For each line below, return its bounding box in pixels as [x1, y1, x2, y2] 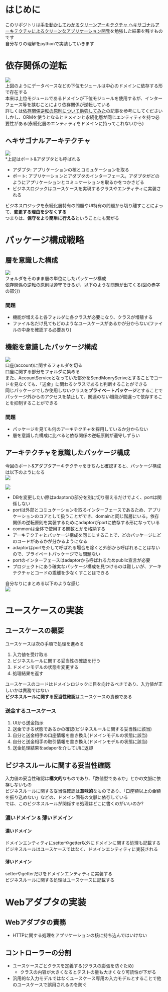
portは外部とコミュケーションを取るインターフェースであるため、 [12, 507, 148, 513]
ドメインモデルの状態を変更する [12, 664, 79, 670]
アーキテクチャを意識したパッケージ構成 [5, 448, 130, 457]
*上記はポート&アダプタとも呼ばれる [5, 156, 81, 162]
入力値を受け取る [12, 651, 48, 657]
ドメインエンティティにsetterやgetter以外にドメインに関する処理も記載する [5, 840, 161, 846]
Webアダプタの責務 [5, 918, 66, 927]
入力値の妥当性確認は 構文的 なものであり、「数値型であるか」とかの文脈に [5, 775, 157, 782]
